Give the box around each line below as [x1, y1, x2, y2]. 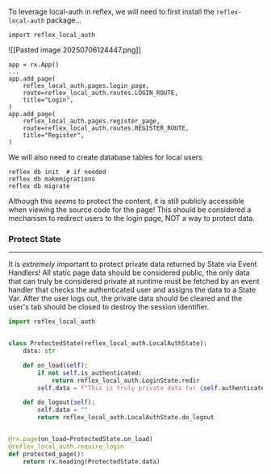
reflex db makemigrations [8, 175, 95, 183]
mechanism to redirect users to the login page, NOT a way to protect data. [8, 214, 256, 222]
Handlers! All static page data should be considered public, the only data [8, 268, 250, 277]
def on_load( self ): [23, 361, 89, 369]
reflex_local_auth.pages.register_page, [23, 117, 161, 125]
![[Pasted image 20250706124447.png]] [8, 45, 141, 55]
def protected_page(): [8, 450, 85, 458]
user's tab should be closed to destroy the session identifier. [8, 302, 210, 312]
